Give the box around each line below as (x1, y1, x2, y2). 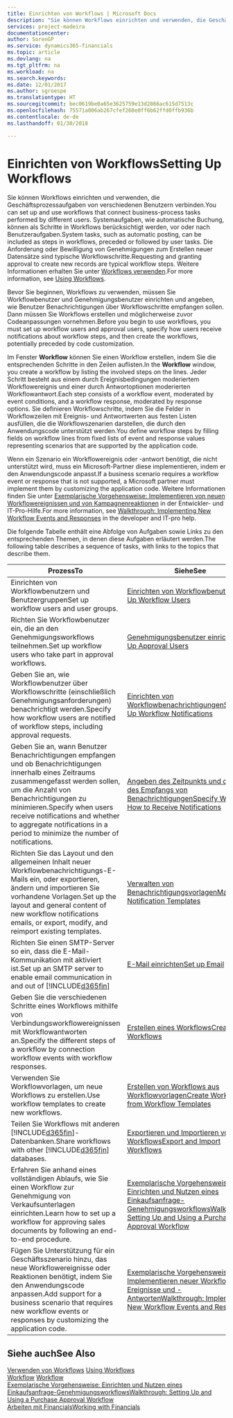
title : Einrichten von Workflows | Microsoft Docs (7, 10, 157, 17)
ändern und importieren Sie (10, 883, 100, 893)
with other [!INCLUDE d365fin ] (10, 1145, 110, 1155)
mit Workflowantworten (10, 1027, 87, 1037)
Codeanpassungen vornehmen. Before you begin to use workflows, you (7, 317, 212, 326)
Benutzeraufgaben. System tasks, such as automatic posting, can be (7, 230, 202, 239)
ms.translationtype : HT (7, 94, 76, 101)
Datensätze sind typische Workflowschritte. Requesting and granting (7, 253, 202, 261)
